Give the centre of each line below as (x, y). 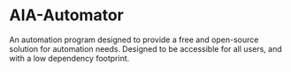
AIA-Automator (66, 15)
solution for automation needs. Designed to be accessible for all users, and (146, 48)
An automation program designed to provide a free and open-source (134, 40)
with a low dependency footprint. (69, 58)
